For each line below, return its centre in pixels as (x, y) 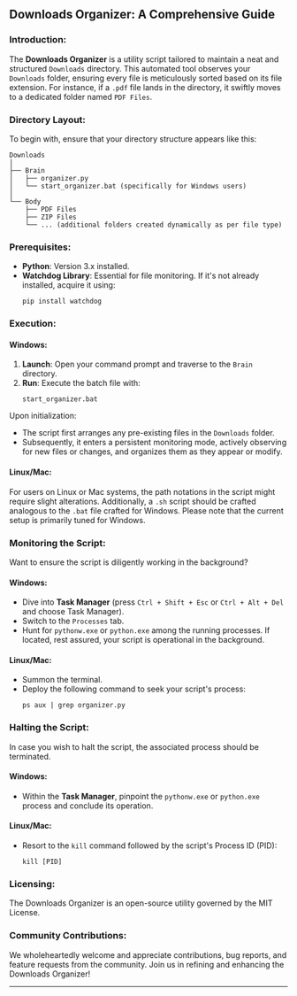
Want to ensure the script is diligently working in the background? (129, 562)
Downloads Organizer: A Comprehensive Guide (142, 15)
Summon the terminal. (62, 680)
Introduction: (38, 40)
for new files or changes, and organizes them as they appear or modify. (152, 452)
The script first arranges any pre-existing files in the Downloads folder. (148, 433)
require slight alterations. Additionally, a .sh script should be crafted (133, 501)
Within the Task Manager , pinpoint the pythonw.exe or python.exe (141, 796)
